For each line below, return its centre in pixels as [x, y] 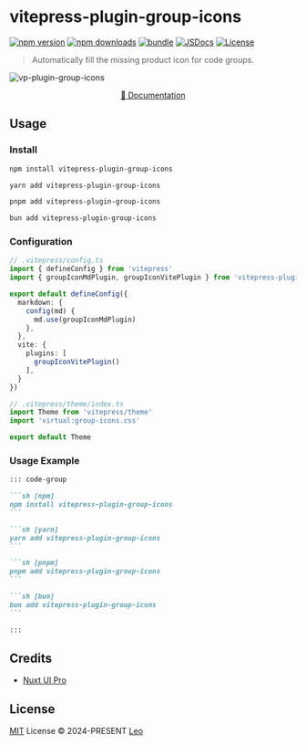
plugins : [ [46, 353]
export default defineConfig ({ [69, 294]
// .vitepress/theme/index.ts [67, 404]
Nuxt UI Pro [44, 680]
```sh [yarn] [34, 530]
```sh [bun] [32, 597]
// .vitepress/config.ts [56, 261]
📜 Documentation [153, 95]
